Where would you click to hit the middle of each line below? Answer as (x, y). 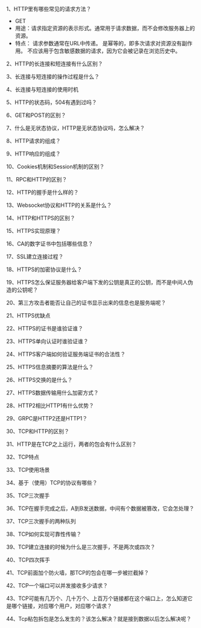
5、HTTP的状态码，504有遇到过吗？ (52, 102)
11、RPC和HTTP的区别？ (37, 179)
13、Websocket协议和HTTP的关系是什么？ (59, 205)
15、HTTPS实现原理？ (34, 231)
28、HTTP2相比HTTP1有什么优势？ (50, 405)
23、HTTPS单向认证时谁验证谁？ (47, 341)
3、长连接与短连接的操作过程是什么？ (53, 77)
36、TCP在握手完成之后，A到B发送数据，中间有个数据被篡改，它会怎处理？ (100, 508)
